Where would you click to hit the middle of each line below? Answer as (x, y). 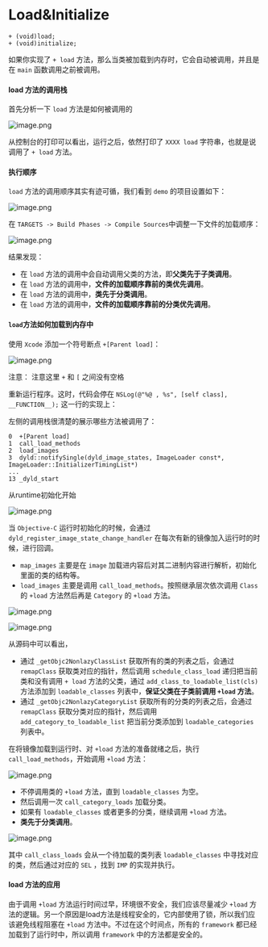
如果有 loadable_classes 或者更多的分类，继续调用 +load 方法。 (125, 811)
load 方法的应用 (34, 885)
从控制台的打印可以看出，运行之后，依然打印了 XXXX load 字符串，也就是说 (132, 142)
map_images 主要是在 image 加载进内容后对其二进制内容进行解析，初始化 (138, 565)
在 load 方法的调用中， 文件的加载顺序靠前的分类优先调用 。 (118, 304)
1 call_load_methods (45, 443)
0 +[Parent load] (39, 436)
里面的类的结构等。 (52, 575)
